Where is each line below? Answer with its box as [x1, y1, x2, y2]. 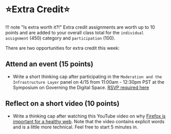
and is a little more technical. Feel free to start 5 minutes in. [12, 124, 138, 130]
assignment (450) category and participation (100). [5, 35, 116, 41]
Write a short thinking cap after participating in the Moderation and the [12, 73, 162, 80]
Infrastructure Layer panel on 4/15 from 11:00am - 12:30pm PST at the [12, 79, 164, 85]
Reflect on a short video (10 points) [5, 99, 120, 108]
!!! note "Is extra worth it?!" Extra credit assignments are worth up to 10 [5, 24, 155, 30]
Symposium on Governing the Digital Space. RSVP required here [12, 84, 149, 90]
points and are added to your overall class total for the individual [5, 29, 144, 35]
